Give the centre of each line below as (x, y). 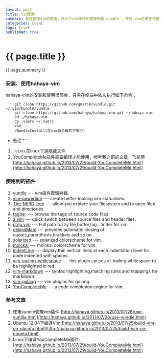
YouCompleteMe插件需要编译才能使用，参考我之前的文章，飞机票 (79, 157)
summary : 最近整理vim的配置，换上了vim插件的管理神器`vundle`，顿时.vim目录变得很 (82, 19)
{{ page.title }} (36, 56)
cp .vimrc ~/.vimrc (34, 122)
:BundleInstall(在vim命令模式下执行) (50, 131)
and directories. (28, 209)
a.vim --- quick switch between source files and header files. (74, 219)
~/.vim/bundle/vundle (28, 109)
